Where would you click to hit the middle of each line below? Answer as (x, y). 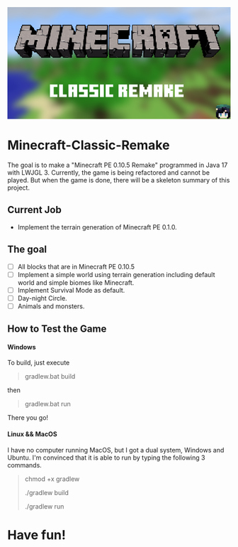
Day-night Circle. (42, 298)
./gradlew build (47, 492)
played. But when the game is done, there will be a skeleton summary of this (119, 180)
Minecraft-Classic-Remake (89, 145)
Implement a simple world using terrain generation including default (116, 274)
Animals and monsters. (51, 306)
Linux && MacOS (33, 434)
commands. (25, 465)
